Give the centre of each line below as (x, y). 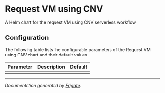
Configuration (27, 38)
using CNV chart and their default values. (47, 55)
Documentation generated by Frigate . (43, 85)
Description (51, 67)
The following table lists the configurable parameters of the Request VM (78, 49)
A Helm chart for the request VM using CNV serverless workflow (70, 22)
